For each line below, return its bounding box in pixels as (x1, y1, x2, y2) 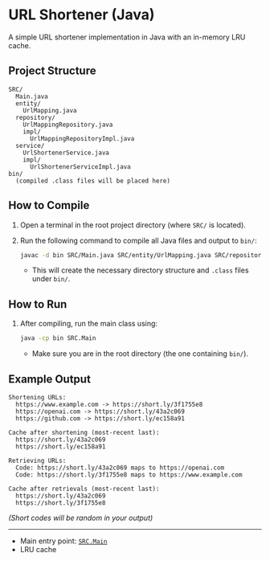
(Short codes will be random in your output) (8, 513, 153, 522)
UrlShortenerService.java (22, 149, 110, 157)
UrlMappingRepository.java (22, 121, 113, 129)
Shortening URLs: (8, 393, 67, 401)
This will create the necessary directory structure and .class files (31, 265, 249, 275)
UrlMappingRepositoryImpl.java (29, 134, 135, 142)
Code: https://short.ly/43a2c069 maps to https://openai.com (15, 464, 225, 472)
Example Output (8, 372, 91, 386)
